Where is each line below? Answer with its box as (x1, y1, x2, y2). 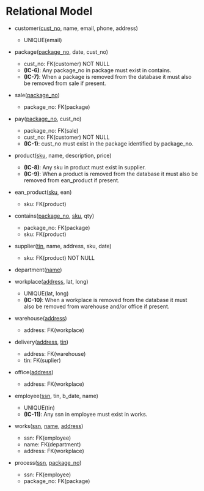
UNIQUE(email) (23, 36, 62, 43)
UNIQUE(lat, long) (23, 289, 69, 297)
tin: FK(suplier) (23, 356, 62, 364)
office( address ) (14, 368, 54, 375)
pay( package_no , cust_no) (14, 115, 82, 122)
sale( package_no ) (14, 91, 60, 98)
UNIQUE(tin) (23, 404, 56, 411)
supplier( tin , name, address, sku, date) (14, 242, 112, 249)
